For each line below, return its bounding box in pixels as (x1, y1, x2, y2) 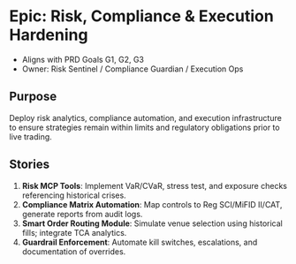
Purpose (9, 89, 57, 104)
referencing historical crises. (21, 190, 126, 200)
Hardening (9, 25, 88, 45)
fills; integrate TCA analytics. (21, 227, 127, 238)
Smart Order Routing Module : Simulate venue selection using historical (21, 218, 283, 229)
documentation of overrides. (21, 245, 126, 257)
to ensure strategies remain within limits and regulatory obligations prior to (9, 122, 280, 132)
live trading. (9, 131, 53, 142)
